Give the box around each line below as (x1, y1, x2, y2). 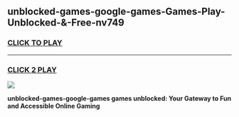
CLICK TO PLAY (7, 38, 63, 48)
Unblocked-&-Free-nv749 (7, 17, 124, 29)
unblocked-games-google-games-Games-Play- (7, 6, 225, 18)
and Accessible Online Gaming (7, 101, 100, 110)
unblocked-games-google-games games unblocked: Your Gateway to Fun (7, 94, 232, 102)
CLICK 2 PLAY (7, 65, 57, 74)
